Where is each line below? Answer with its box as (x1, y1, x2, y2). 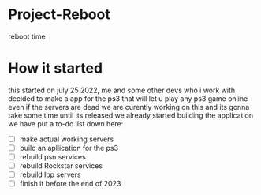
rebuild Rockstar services (19, 161, 103, 171)
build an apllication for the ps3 (19, 143, 119, 152)
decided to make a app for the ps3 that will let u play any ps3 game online (8, 93, 248, 103)
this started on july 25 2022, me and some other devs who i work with (8, 85, 236, 95)
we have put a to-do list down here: (8, 118, 124, 128)
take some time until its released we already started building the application (8, 111, 254, 120)
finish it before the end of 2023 (19, 179, 121, 189)
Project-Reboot (8, 6, 110, 24)
